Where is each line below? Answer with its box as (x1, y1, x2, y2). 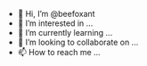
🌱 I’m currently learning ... (17, 28, 113, 37)
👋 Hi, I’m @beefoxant (17, 9, 95, 19)
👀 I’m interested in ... (17, 18, 94, 29)
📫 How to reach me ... (17, 47, 101, 57)
